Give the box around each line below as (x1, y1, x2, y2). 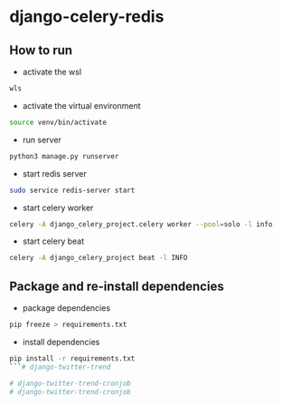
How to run (9, 43, 73, 58)
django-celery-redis (9, 6, 164, 27)
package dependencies (22, 303, 111, 313)
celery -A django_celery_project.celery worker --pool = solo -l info (9, 219, 273, 228)
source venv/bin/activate (9, 118, 107, 127)
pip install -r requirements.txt (9, 353, 136, 363)
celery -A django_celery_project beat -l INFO (9, 254, 188, 263)
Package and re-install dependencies (9, 278, 224, 294)
